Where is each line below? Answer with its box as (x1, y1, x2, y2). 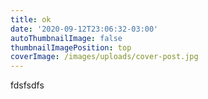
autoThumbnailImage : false (10, 33, 123, 43)
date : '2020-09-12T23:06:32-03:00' (10, 24, 159, 34)
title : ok (10, 14, 52, 25)
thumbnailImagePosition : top (10, 42, 132, 53)
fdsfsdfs (10, 79, 45, 91)
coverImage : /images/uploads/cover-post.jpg (10, 52, 199, 62)
